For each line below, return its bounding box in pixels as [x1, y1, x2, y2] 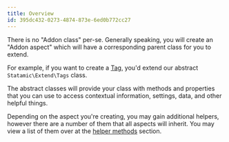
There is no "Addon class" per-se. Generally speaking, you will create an [7, 35, 214, 43]
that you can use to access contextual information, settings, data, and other [7, 91, 222, 100]
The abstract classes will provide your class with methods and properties [7, 84, 215, 92]
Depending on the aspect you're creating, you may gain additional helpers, [7, 112, 219, 121]
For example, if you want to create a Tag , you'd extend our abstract [7, 63, 199, 72]
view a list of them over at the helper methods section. [7, 127, 162, 135]
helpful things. [7, 99, 48, 107]
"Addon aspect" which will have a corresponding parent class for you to [7, 43, 212, 51]
